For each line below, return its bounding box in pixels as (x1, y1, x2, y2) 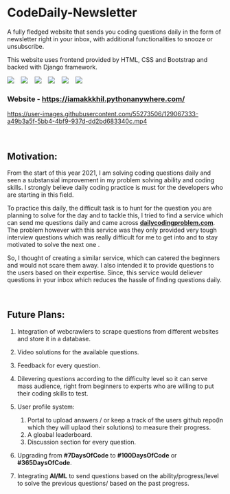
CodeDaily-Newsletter (7, 5, 137, 21)
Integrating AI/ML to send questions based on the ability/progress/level (16, 471, 219, 480)
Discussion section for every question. (27, 438, 137, 446)
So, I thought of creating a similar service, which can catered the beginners (7, 254, 220, 262)
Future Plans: (7, 309, 65, 321)
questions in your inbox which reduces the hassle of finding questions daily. (7, 276, 222, 284)
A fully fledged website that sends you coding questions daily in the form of (7, 28, 222, 36)
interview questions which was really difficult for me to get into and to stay (7, 233, 218, 241)
